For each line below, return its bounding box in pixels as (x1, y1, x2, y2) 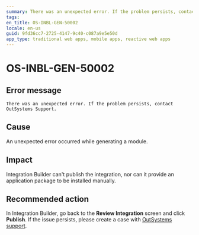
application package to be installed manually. (6, 177, 117, 184)
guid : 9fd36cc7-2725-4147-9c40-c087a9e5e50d (6, 31, 118, 37)
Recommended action (6, 194, 89, 204)
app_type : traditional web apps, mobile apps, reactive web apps (6, 36, 171, 42)
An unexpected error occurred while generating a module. (6, 137, 148, 145)
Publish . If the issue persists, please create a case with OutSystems (6, 216, 172, 223)
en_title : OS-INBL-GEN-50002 (6, 20, 78, 25)
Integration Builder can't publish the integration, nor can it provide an (6, 170, 175, 178)
